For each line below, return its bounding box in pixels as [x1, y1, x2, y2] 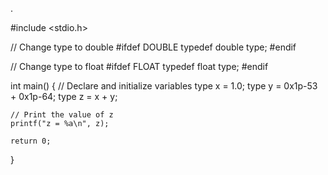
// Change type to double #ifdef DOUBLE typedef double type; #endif [10, 41, 297, 53]
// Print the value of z [10, 110, 114, 120]
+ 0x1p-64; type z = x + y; [10, 91, 118, 102]
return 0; [10, 136, 52, 146]
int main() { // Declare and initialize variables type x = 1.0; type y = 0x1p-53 [10, 80, 318, 92]
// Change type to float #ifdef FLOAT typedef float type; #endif [10, 61, 269, 72]
